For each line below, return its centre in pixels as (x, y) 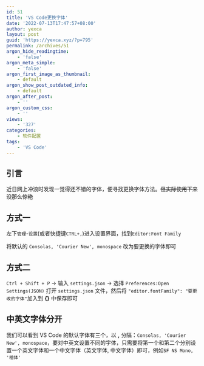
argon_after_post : (29, 97)
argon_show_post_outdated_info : (47, 86)
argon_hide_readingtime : (38, 52)
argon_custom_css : (29, 108)
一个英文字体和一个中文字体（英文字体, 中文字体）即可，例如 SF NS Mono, (102, 350)
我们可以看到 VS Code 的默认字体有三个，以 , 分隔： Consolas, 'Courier (96, 335)
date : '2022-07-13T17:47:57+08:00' (51, 23)
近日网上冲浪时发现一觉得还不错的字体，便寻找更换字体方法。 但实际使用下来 (102, 189)
